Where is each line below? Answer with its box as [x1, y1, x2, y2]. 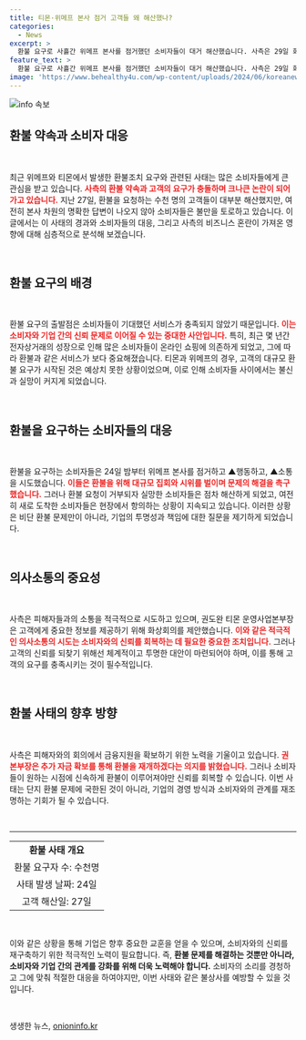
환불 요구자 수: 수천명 [14, 861, 100, 873]
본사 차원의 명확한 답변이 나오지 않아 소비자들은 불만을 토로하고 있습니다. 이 [25, 206, 294, 217]
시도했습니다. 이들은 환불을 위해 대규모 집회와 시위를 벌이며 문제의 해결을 [18, 477, 274, 488]
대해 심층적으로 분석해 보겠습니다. [25, 229, 146, 240]
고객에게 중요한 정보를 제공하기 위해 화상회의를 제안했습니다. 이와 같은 [18, 625, 267, 636]
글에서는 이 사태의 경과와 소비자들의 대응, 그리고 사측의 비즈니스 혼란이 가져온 [9, 217, 284, 228]
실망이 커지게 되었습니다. [18, 375, 107, 387]
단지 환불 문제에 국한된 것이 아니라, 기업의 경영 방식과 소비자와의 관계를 [25, 783, 280, 794]
